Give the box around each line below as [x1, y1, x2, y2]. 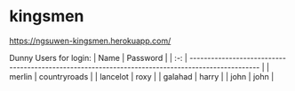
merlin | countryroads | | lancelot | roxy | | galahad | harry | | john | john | [9, 71, 275, 81]
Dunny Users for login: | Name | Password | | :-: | [9, 52, 188, 63]
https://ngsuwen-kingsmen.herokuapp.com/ [9, 35, 171, 46]
